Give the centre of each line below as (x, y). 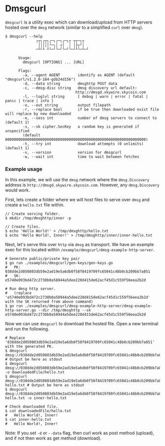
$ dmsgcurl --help (24, 36)
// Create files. (23, 227)
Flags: (25, 71)
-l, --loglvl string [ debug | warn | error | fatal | (85, 96)
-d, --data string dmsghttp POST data (70, 84)
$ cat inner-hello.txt (28, 420)
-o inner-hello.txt (47, 398)
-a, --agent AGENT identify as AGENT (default (79, 75)
